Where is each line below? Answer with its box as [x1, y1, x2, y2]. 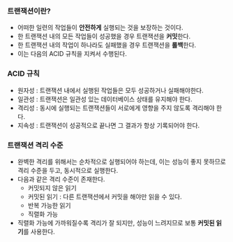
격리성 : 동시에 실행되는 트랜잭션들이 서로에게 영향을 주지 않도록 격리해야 [17, 104, 215, 112]
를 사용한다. [23, 227, 56, 236]
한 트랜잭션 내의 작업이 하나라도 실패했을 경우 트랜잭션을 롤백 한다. [17, 41, 197, 50]
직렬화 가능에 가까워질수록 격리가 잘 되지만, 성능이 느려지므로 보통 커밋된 [17, 218, 215, 227]
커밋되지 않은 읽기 [27, 183, 77, 192]
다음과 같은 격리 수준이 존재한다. [17, 175, 105, 183]
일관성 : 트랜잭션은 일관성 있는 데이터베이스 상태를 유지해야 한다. [17, 94, 193, 103]
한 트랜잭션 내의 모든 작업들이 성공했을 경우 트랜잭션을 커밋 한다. [17, 32, 190, 41]
